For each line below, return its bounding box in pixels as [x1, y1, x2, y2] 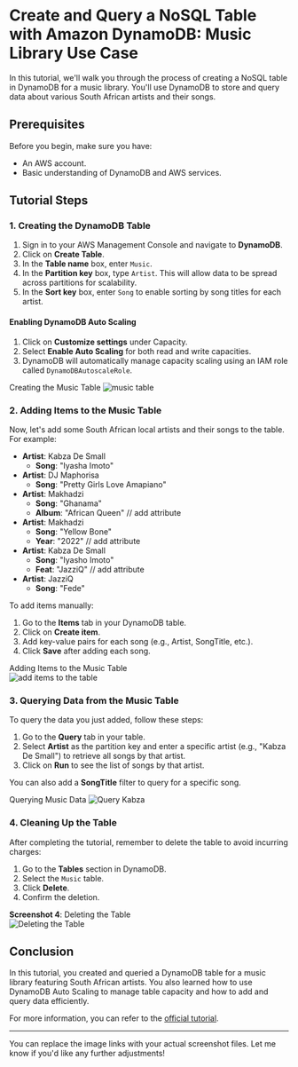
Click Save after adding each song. [21, 645, 151, 656]
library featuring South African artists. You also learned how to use [9, 977, 253, 988]
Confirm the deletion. [21, 891, 100, 902]
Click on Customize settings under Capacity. [21, 336, 188, 347]
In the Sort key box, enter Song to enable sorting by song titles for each [21, 287, 282, 297]
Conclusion [9, 944, 74, 959]
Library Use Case [9, 43, 139, 63]
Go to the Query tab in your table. [21, 731, 146, 742]
